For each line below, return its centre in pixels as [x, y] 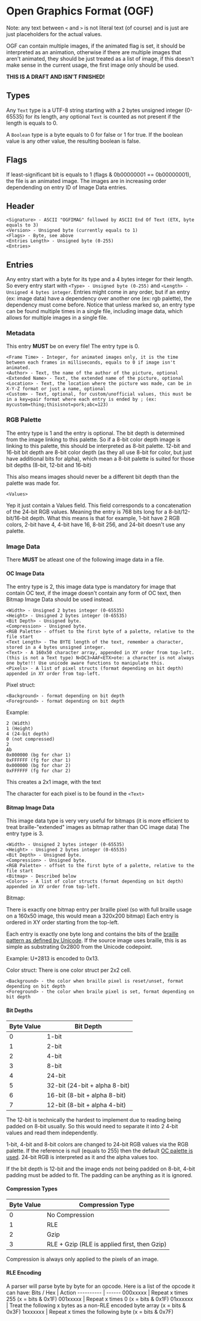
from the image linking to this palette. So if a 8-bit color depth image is [94, 439]
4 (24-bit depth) [28, 734]
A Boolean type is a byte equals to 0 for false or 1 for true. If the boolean [94, 134]
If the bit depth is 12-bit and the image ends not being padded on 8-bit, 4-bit [101, 1169]
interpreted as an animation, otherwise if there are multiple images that [94, 52]
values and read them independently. [52, 1133]
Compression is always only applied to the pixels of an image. [82, 1259]
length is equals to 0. [32, 123]
